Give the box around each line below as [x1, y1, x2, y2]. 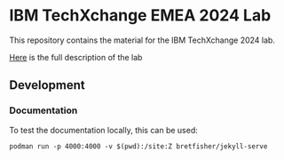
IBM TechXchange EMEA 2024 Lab [9, 5, 272, 26]
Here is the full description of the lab [9, 52, 143, 62]
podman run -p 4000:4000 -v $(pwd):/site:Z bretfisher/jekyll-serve [9, 141, 268, 151]
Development [9, 77, 86, 93]
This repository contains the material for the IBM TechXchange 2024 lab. [9, 35, 275, 45]
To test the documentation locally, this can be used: [9, 124, 198, 135]
